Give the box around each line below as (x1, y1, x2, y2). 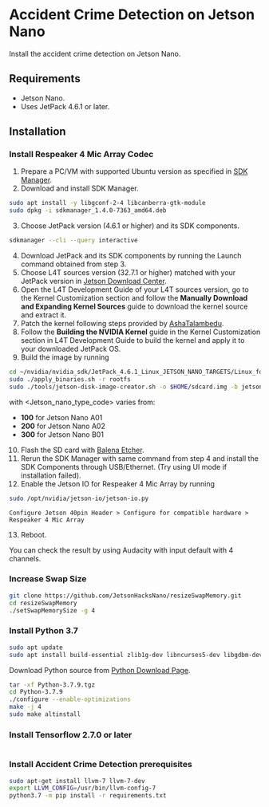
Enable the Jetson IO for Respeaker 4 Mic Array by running (20, 478, 215, 488)
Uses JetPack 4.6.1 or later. (20, 101, 110, 111)
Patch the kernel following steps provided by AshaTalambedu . (20, 319, 224, 329)
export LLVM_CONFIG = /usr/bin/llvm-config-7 (9, 784, 156, 793)
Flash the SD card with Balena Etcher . (20, 445, 144, 455)
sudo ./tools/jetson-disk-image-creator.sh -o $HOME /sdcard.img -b (9, 383, 239, 391)
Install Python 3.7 (9, 625, 79, 636)
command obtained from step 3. (20, 259, 127, 269)
